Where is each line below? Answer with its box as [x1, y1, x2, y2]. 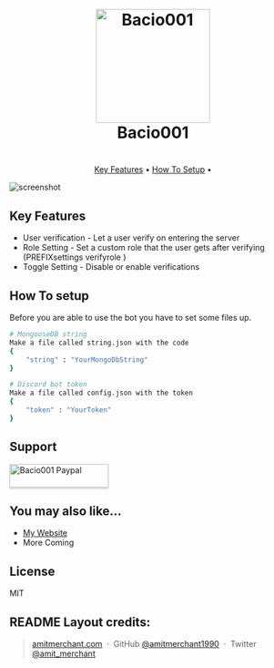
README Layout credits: [9, 614, 151, 630]
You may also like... [9, 503, 122, 519]
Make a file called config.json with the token [9, 388, 194, 398]
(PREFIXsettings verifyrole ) [22, 252, 127, 262]
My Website [22, 528, 68, 539]
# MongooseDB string [9, 330, 88, 339]
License [9, 563, 56, 579]
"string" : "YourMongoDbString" [25, 355, 148, 365]
